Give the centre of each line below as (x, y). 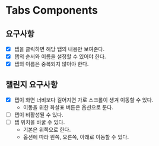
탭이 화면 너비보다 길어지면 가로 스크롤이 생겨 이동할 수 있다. (84, 100)
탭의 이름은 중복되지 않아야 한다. (51, 64)
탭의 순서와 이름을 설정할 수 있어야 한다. (60, 56)
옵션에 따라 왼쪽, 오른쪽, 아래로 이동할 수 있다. (76, 137)
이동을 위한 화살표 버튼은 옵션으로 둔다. (68, 107)
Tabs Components (52, 10)
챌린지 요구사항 (32, 85)
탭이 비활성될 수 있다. (39, 115)
